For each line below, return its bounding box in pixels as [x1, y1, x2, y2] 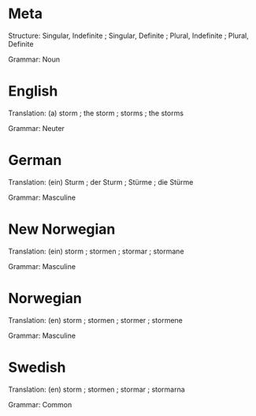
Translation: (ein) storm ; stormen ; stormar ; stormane [8, 246, 184, 256]
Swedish [8, 358, 66, 376]
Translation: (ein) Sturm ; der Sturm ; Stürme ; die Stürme [8, 177, 194, 186]
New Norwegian [8, 220, 116, 238]
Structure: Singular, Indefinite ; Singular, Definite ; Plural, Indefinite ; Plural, [8, 31, 250, 40]
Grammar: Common [8, 399, 72, 409]
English [8, 82, 58, 100]
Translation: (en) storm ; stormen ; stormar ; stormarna [8, 384, 185, 394]
